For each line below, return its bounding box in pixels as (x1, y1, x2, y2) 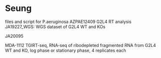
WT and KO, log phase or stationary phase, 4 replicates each (5, 47, 127, 53)
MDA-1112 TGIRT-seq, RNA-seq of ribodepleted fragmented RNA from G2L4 (5, 42, 156, 48)
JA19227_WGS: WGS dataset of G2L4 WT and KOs (5, 23, 105, 29)
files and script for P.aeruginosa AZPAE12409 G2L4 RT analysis (5, 19, 132, 24)
